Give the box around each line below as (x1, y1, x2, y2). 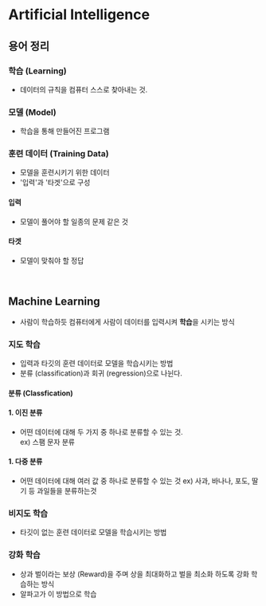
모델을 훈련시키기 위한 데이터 (19, 167, 110, 177)
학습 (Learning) (8, 65, 67, 77)
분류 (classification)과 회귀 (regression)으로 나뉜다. (19, 368, 183, 378)
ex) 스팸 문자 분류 (19, 437, 76, 447)
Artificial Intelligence (8, 6, 150, 24)
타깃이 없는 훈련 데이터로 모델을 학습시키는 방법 (19, 528, 167, 537)
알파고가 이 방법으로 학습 (19, 588, 97, 599)
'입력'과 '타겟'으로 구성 (19, 178, 91, 187)
